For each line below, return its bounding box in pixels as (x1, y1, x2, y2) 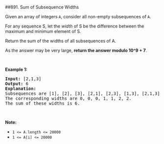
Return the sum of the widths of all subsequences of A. (5, 38, 117, 44)
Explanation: (5, 86, 37, 91)
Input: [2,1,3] (5, 76, 42, 82)
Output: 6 (5, 81, 28, 86)
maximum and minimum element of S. (5, 29, 82, 34)
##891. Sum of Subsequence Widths (5, 4, 79, 10)
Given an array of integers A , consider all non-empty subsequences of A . (5, 14, 151, 19)
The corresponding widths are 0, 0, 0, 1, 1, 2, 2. (5, 96, 132, 101)
